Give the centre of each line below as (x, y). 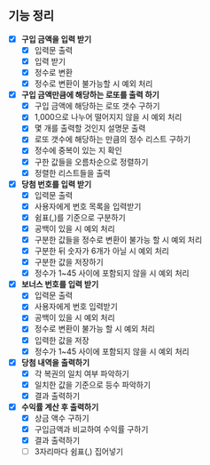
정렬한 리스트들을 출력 (73, 172)
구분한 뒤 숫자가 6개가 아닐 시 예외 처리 (101, 251)
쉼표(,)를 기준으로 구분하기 (80, 217)
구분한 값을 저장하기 (69, 262)
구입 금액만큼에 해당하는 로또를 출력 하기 (90, 95)
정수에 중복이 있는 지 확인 (78, 150)
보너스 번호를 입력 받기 (60, 285)
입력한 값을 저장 (62, 340)
